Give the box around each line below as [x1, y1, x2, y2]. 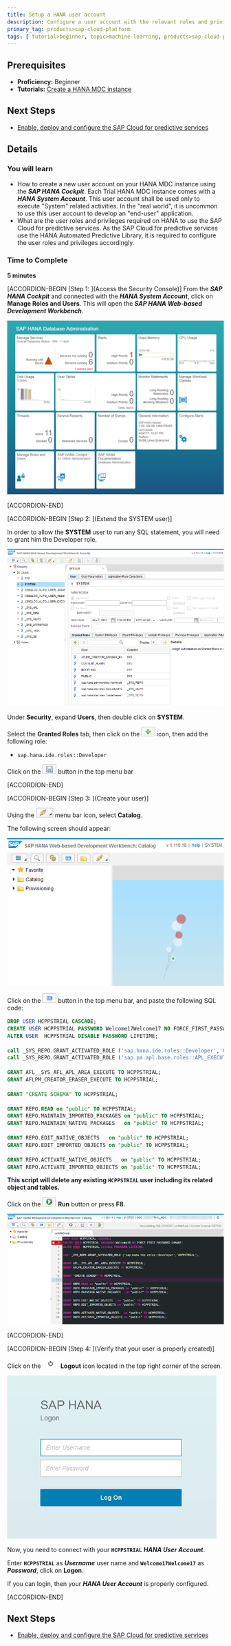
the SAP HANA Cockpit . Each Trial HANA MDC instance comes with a [16, 187, 216, 195]
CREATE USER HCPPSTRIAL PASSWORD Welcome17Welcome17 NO [7, 1025, 170, 1032]
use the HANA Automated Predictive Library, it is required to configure [16, 231, 217, 239]
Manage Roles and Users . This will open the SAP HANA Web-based [7, 299, 203, 307]
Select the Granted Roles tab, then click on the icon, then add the [7, 730, 208, 738]
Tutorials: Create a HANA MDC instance [16, 85, 132, 93]
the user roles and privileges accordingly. [16, 238, 135, 246]
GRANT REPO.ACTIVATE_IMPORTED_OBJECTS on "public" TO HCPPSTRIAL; [7, 1164, 201, 1170]
